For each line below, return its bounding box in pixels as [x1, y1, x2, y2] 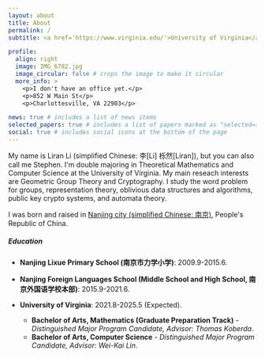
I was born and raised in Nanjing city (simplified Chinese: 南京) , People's [8, 209, 244, 219]
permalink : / [8, 26, 51, 34]
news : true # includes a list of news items [8, 114, 157, 122]
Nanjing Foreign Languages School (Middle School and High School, [19, 274, 248, 284]
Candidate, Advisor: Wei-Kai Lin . [31, 341, 138, 350]
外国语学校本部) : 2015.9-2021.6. [26, 284, 130, 293]
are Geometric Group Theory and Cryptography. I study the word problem [8, 176, 248, 186]
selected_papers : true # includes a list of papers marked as [8, 121, 217, 129]
